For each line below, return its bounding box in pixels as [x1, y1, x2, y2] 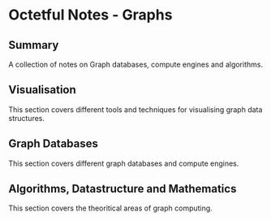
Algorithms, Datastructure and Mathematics [8, 182, 237, 196]
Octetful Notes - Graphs [8, 6, 173, 24]
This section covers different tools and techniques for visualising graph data [8, 104, 263, 115]
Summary [8, 38, 59, 52]
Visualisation [8, 83, 77, 97]
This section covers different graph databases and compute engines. [8, 158, 239, 168]
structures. [8, 113, 45, 123]
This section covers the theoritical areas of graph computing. [8, 203, 213, 213]
